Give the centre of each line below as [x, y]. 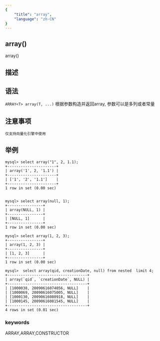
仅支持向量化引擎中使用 [26, 134]
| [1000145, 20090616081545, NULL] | [48, 301]
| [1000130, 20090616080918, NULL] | [48, 297]
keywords [17, 322]
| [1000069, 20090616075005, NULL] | [48, 292]
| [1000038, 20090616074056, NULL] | [48, 288]
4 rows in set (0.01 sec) [32, 310]
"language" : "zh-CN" [35, 19]
